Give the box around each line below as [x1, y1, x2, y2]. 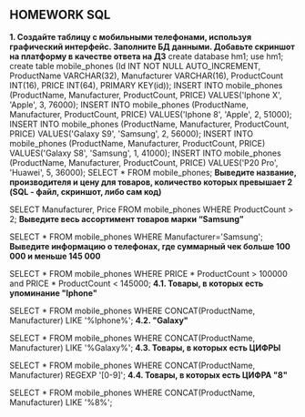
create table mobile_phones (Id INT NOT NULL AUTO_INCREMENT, [9, 60, 261, 71]
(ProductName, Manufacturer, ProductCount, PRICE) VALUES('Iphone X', [9, 89, 282, 100]
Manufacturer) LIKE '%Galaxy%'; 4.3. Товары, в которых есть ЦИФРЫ [9, 341, 281, 353]
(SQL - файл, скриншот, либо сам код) [9, 186, 162, 197]
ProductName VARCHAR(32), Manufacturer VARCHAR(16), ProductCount [9, 70, 284, 81]
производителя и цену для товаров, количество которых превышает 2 [9, 177, 293, 188]
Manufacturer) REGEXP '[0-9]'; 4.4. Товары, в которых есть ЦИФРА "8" [9, 369, 289, 381]
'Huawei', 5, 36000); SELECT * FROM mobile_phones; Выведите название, [9, 167, 297, 178]
